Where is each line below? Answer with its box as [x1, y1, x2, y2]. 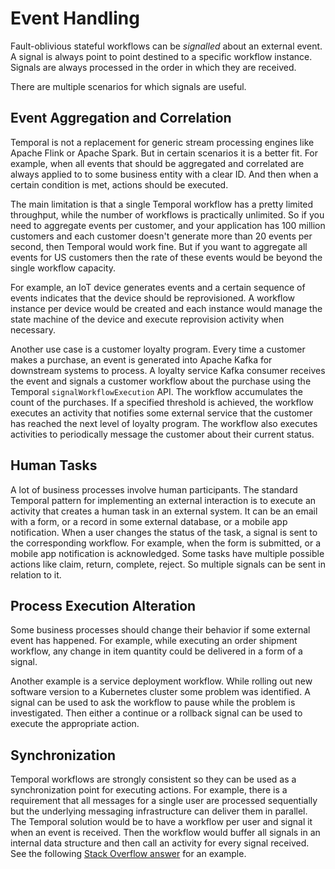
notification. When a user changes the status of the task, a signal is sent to [10, 526, 318, 538]
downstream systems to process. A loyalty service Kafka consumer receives [10, 364, 326, 376]
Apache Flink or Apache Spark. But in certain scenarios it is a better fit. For [10, 147, 319, 159]
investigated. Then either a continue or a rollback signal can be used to [10, 707, 303, 719]
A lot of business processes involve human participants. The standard [10, 483, 298, 496]
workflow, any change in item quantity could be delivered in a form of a [10, 645, 303, 657]
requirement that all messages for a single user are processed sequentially [10, 795, 318, 807]
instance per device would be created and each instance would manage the [10, 302, 323, 314]
